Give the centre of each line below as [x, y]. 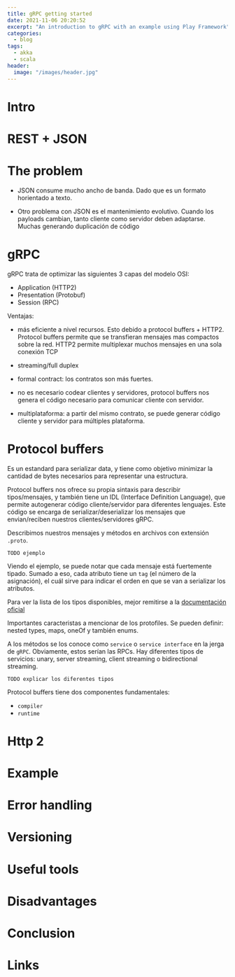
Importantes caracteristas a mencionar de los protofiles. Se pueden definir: [115, 623]
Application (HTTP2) [47, 287]
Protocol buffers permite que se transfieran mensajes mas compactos [118, 337]
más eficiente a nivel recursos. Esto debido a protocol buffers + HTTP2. [121, 329]
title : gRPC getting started [50, 14]
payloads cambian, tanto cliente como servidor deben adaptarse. [111, 218]
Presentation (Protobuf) [51, 295]
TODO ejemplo [26, 553]
